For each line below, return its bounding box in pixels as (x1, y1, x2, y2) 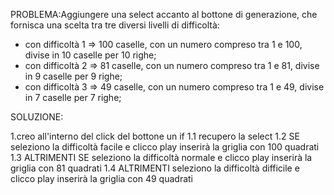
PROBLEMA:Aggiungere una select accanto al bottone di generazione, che (10, 9, 318, 20)
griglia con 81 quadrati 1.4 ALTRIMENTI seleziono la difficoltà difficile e (10, 162, 300, 174)
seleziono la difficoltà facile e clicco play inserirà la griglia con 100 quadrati (10, 141, 320, 153)
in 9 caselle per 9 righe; (24, 70, 123, 82)
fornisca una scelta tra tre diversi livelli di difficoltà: (10, 19, 220, 31)
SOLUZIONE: (10, 111, 64, 123)
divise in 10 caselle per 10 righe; (24, 49, 157, 61)
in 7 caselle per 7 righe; (24, 92, 122, 103)
